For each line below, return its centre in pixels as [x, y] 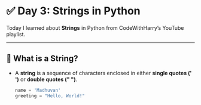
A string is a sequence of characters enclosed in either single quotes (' [103, 73]
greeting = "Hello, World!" [50, 96]
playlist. [16, 34]
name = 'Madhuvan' [38, 90]
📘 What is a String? [42, 59]
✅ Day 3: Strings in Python [73, 11]
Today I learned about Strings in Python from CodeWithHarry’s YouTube [95, 27]
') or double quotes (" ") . [46, 79]
